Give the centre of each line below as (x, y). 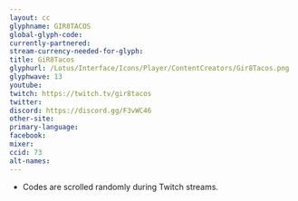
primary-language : (44, 128)
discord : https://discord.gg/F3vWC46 (81, 110)
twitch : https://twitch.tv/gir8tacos (81, 93)
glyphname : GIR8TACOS (50, 26)
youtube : (26, 85)
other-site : (32, 119)
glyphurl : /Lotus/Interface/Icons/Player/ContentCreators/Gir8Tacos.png (149, 69)
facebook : (28, 136)
